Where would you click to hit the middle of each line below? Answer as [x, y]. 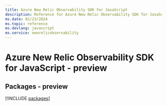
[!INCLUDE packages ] [28, 98]
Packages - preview [37, 86]
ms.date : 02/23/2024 [27, 19]
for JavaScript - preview [56, 68]
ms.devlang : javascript [30, 28]
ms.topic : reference [27, 24]
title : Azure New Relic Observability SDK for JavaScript [66, 10]
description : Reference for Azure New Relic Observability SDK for [77, 14]
